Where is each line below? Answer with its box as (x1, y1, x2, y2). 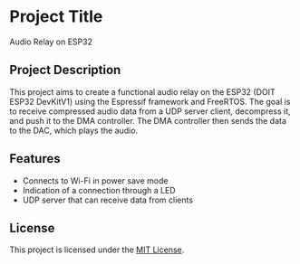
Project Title (9, 6, 103, 27)
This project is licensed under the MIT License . (9, 244, 185, 255)
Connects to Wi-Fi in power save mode (22, 174, 169, 186)
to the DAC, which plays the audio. (9, 125, 139, 136)
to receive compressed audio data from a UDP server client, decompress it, (9, 106, 292, 117)
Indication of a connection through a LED (22, 184, 176, 195)
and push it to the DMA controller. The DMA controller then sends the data (9, 115, 287, 126)
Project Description (9, 62, 121, 78)
